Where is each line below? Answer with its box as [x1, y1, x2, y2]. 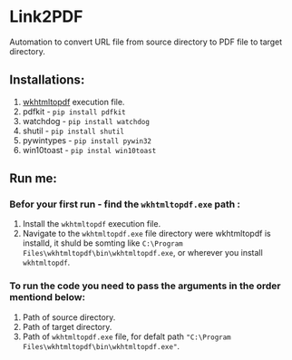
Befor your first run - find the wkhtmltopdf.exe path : [9, 198, 241, 210]
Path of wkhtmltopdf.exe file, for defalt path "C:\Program [22, 331, 231, 342]
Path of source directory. [22, 311, 116, 323]
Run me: [9, 170, 57, 187]
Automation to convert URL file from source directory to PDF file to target [9, 36, 283, 47]
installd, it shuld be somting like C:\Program [22, 238, 183, 248]
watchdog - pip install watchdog [22, 115, 150, 126]
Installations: [9, 73, 85, 88]
